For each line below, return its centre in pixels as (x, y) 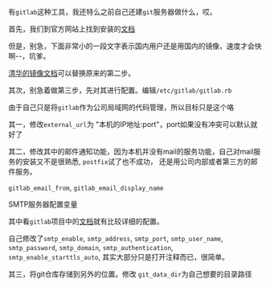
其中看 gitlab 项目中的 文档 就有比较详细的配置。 (86, 221)
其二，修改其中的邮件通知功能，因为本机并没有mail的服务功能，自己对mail (131, 152)
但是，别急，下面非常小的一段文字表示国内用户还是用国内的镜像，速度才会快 (135, 46)
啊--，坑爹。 (29, 56)
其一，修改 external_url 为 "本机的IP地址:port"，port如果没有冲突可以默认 (129, 124)
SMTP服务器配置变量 (43, 204)
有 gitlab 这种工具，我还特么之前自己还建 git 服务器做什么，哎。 (112, 12)
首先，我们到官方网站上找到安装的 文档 (72, 29)
